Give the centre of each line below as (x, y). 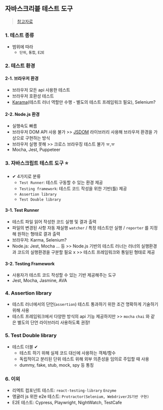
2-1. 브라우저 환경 (22, 78)
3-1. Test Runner (22, 210)
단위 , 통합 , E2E (32, 52)
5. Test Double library (31, 335)
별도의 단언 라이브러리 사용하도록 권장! (54, 322)
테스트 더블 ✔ (25, 347)
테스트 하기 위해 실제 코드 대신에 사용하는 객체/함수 (67, 353)
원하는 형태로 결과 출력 (39, 234)
